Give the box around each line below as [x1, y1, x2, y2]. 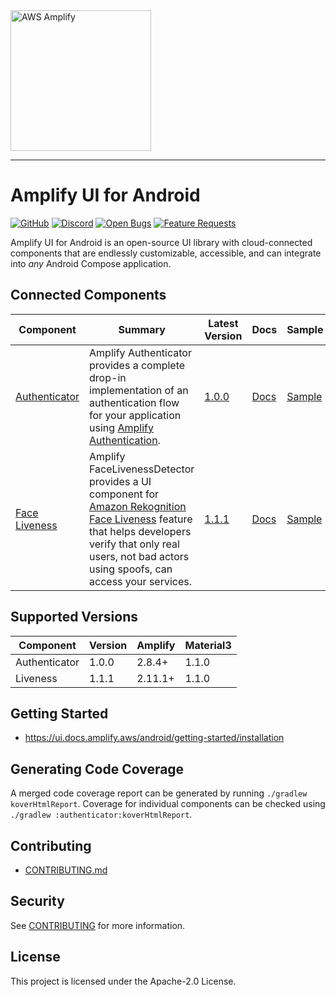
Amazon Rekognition [89, 499, 187, 513]
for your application [89, 408, 182, 422]
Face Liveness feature [89, 512, 193, 526]
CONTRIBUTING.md [24, 864, 108, 876]
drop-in [89, 370, 127, 384]
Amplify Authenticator [89, 345, 192, 359]
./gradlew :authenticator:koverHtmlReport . [10, 809, 193, 821]
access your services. [89, 574, 193, 588]
